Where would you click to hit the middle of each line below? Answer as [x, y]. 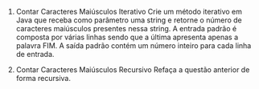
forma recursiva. [43, 78]
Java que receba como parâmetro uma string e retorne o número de [129, 20]
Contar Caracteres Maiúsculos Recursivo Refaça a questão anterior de [133, 70]
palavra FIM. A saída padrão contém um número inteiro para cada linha [134, 46]
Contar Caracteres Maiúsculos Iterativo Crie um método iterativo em [129, 12]
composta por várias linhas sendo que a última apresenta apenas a [127, 37]
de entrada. [35, 54]
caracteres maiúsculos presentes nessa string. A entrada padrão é [126, 28]
